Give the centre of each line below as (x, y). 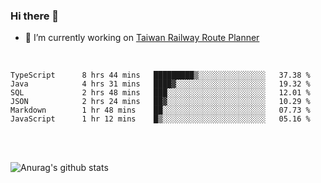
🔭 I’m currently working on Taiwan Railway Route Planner (142, 38)
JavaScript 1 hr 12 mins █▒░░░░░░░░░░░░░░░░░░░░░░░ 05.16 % (160, 119)
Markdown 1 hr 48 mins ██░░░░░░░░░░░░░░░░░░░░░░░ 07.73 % (160, 110)
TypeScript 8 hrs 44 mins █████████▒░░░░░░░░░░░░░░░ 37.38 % (160, 75)
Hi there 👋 (35, 16)
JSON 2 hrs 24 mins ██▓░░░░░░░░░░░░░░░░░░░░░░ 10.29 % (160, 102)
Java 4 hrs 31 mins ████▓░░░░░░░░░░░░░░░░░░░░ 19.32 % (160, 84)
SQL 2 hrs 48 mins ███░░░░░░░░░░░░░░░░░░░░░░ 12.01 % (160, 93)
